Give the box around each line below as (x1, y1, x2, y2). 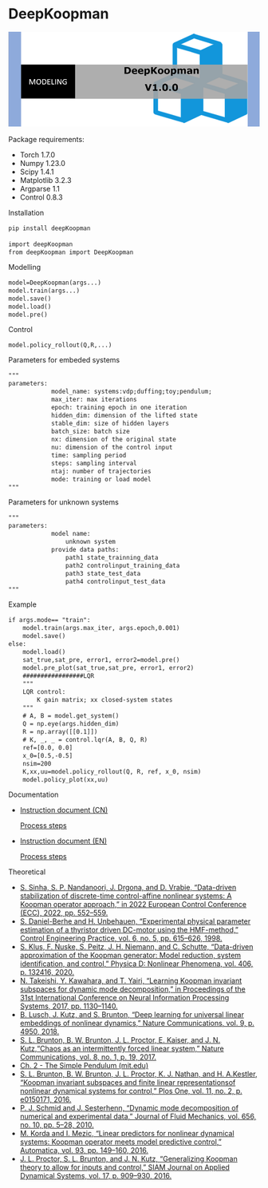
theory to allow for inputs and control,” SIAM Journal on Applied (19, 1162, 230, 1172)
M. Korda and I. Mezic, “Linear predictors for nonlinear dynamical (19, 1129, 235, 1138)
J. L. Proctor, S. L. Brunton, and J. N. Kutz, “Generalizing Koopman (19, 1154, 238, 1164)
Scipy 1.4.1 (19, 167, 54, 176)
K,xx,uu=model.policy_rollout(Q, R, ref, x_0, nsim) (22, 768, 202, 776)
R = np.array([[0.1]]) (22, 728, 98, 736)
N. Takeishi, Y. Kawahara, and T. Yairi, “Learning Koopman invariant (19, 976, 242, 986)
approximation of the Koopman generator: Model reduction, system (19, 951, 242, 960)
